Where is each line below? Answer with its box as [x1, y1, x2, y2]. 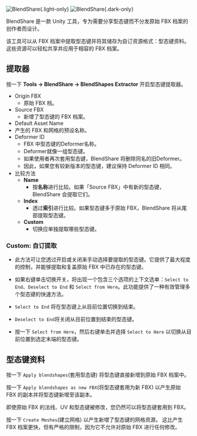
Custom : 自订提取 [6, 242, 57, 250]
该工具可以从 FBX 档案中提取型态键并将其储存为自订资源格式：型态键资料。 [6, 38, 190, 44]
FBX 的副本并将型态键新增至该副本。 [6, 391, 96, 398]
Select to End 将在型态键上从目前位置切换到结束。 [14, 303, 139, 311]
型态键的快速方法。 [19, 290, 67, 298]
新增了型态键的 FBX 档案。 [23, 113, 88, 120]
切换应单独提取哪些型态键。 [32, 225, 100, 232]
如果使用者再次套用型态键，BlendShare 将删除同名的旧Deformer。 [23, 155, 185, 162]
